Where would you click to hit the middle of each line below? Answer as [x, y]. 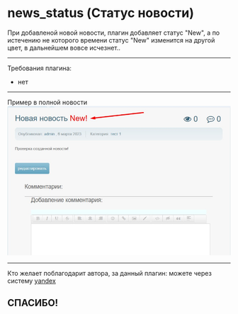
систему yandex [32, 281]
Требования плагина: [40, 68]
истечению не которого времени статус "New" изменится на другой [111, 40]
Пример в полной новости [47, 102]
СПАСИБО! [33, 303]
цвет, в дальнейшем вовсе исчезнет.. [64, 47]
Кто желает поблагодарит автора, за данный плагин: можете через [110, 273]
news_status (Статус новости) [101, 13]
